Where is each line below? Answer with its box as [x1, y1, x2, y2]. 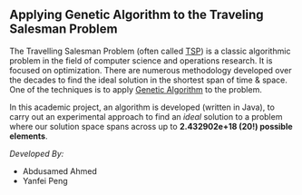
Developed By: [9, 148, 64, 159]
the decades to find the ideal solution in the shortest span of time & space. [9, 74, 288, 85]
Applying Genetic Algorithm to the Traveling [9, 7, 265, 23]
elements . [9, 131, 48, 141]
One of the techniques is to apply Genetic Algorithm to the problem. [9, 83, 263, 94]
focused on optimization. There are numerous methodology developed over [9, 64, 292, 75]
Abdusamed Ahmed [22, 165, 98, 176]
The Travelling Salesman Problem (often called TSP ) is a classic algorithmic [9, 45, 291, 56]
